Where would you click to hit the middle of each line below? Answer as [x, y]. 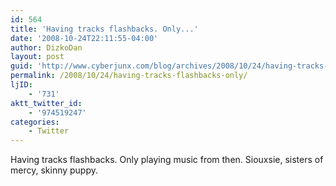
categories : [35, 122]
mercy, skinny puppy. [54, 170]
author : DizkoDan [46, 47]
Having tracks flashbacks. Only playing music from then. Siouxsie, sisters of [167, 160]
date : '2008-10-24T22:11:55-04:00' [84, 38]
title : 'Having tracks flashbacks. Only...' [104, 29]
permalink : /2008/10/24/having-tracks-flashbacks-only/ [129, 76]
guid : [21, 66]
